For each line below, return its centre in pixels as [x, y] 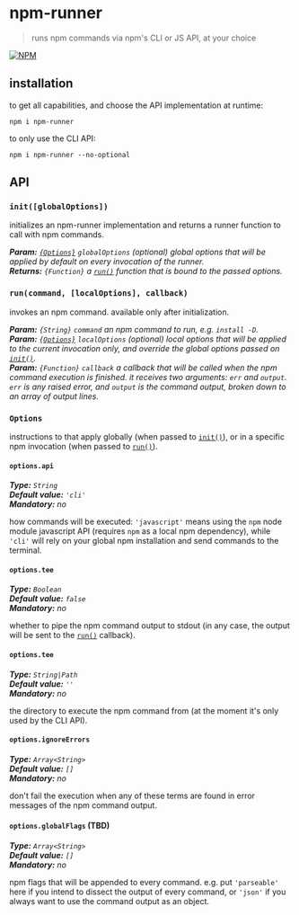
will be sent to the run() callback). [73, 635]
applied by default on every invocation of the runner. [107, 262]
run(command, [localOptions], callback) [99, 293]
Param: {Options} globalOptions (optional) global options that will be [138, 252]
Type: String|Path [44, 674]
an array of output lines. [54, 396]
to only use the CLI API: [53, 138]
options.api [31, 466]
